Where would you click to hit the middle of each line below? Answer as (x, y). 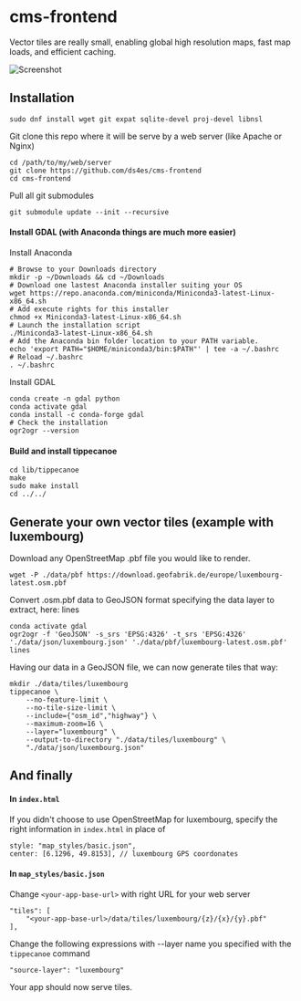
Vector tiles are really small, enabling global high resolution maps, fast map (150, 42)
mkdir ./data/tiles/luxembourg (69, 683)
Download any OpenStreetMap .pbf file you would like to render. (130, 558)
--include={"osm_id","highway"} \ (91, 715)
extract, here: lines (45, 610)
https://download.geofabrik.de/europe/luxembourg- (185, 575)
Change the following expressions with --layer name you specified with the (150, 944)
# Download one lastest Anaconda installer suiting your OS (126, 285)
